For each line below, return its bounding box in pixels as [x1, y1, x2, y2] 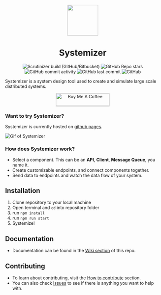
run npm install [12, 210, 45, 216]
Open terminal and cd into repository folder [12, 205, 99, 211]
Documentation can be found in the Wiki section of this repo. [12, 248, 136, 254]
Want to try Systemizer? [5, 112, 64, 119]
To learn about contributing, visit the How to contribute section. [12, 275, 141, 281]
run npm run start [12, 215, 49, 221]
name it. [12, 162, 29, 168]
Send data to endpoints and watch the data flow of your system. [12, 172, 143, 178]
